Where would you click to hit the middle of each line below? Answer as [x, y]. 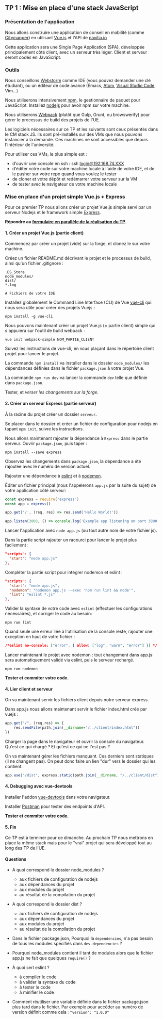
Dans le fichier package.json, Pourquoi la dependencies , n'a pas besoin [82, 938]
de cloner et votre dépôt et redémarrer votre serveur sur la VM [74, 179]
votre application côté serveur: [36, 490]
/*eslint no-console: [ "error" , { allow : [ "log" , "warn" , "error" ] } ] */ [81, 646]
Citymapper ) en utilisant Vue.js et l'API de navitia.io [56, 37]
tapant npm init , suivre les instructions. [44, 428]
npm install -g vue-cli [29, 317]
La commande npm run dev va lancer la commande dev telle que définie [76, 378]
